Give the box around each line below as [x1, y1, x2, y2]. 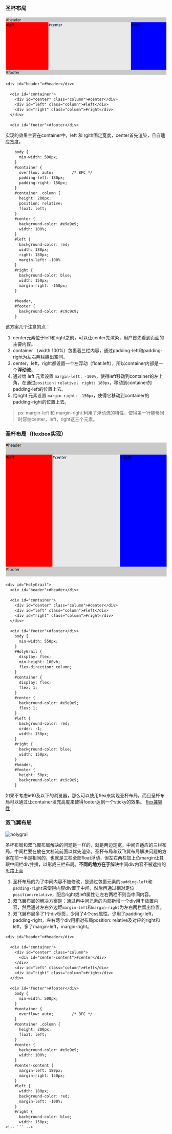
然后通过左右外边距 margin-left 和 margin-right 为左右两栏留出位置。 [21, 904, 165, 910]
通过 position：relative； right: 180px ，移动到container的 [26, 379, 152, 386]
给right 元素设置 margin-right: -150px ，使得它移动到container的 [12, 392, 149, 398]
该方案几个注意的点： [5, 323, 50, 330]
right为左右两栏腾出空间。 [12, 354, 68, 360]
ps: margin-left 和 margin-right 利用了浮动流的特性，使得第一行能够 [17, 410, 160, 416]
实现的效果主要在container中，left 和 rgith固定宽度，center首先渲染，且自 [5, 132, 161, 138]
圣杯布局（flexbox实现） [5, 430, 67, 437]
